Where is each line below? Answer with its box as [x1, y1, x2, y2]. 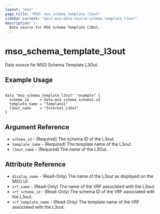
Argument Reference [5, 123, 70, 131]
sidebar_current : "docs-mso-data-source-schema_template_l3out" [5, 16, 137, 21]
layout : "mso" [5, 7, 34, 12]
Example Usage [5, 76, 53, 84]
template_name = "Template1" [9, 101, 68, 107]
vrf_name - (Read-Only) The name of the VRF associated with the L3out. [12, 183, 156, 189]
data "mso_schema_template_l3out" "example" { [5, 93, 101, 98]
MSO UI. [12, 178, 29, 184]
